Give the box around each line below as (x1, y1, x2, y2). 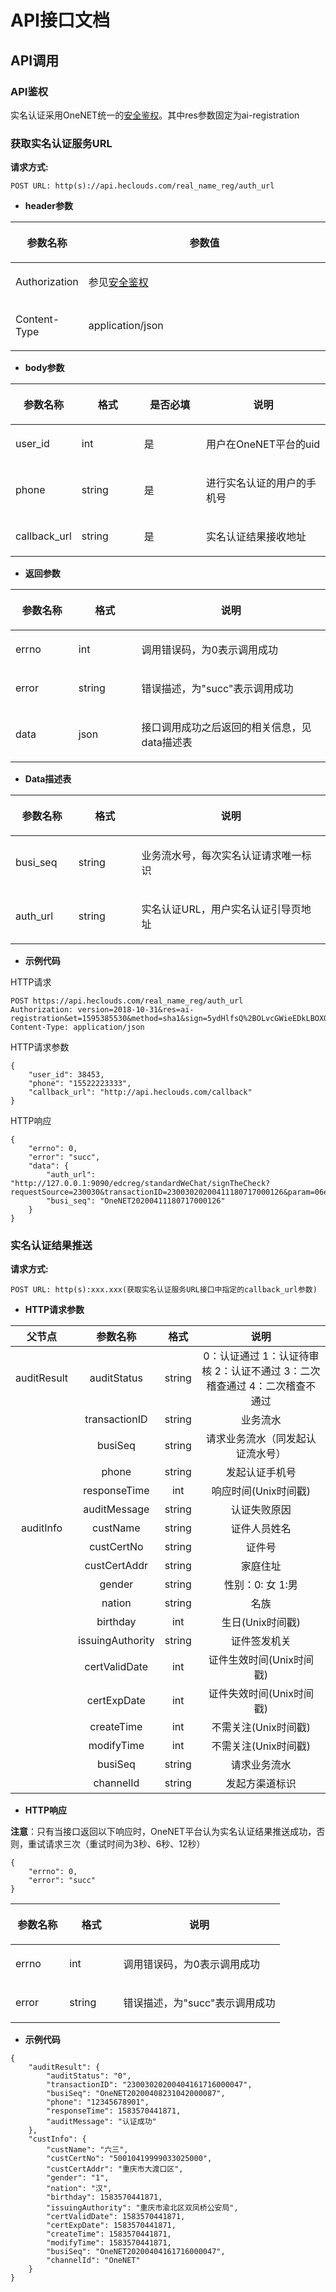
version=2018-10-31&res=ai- (77, 1005, 195, 1015)
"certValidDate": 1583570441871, (46, 2212, 186, 2222)
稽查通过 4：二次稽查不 (206, 1379, 317, 1393)
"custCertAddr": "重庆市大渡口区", (46, 2164, 184, 2175)
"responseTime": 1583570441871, (46, 2106, 182, 2116)
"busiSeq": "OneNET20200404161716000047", (46, 2247, 226, 2257)
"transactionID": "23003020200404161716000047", (46, 2080, 253, 2090)
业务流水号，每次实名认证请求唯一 (141, 849, 302, 863)
